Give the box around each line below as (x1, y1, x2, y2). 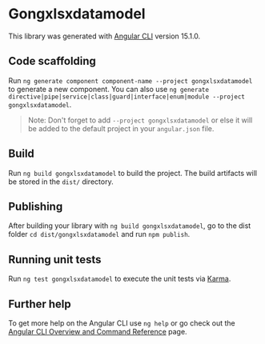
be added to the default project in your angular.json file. (27, 123, 215, 133)
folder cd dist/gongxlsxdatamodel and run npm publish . (8, 230, 191, 239)
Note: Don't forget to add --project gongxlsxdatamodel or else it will (27, 115, 253, 125)
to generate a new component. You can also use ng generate (8, 84, 210, 94)
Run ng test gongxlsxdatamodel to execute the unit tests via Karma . (8, 274, 231, 284)
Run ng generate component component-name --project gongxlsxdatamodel (8, 75, 253, 85)
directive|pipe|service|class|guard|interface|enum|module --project (8, 93, 246, 101)
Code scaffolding (8, 54, 96, 68)
